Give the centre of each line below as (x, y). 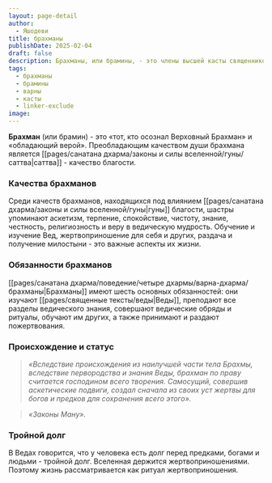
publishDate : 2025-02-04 (50, 46)
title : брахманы (36, 38)
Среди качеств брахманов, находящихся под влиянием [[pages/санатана (136, 201)
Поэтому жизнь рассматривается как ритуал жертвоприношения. (123, 470)
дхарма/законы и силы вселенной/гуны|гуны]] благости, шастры (121, 210)
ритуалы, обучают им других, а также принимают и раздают (114, 317)
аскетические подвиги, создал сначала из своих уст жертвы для (142, 390)
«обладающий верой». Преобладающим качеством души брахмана (127, 145)
